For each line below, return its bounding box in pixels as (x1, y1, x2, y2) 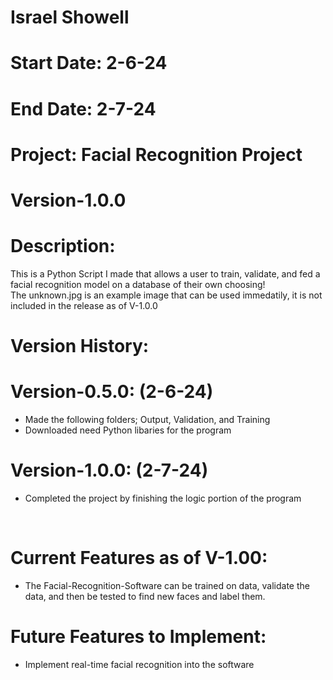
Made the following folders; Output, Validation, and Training (24, 414, 271, 425)
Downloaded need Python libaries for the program (24, 424, 232, 436)
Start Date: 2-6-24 (10, 52, 168, 75)
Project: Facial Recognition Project (10, 143, 303, 166)
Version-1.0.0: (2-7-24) (10, 459, 209, 482)
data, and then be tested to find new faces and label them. (24, 590, 266, 602)
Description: (10, 235, 116, 258)
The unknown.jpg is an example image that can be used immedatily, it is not (10, 289, 323, 301)
